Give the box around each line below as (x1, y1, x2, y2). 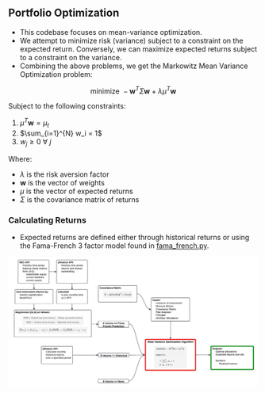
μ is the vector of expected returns (19, 186, 133, 196)
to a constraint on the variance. (19, 52, 122, 62)
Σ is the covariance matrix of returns (19, 194, 140, 204)
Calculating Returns (8, 214, 87, 225)
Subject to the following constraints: (8, 101, 126, 111)
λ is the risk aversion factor (19, 170, 109, 179)
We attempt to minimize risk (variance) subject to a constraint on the (19, 36, 244, 45)
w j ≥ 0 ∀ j (19, 136, 52, 148)
